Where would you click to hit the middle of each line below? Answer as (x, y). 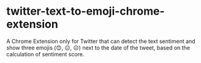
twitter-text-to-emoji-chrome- (85, 11)
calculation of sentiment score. (45, 54)
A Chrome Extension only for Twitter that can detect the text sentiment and (101, 41)
